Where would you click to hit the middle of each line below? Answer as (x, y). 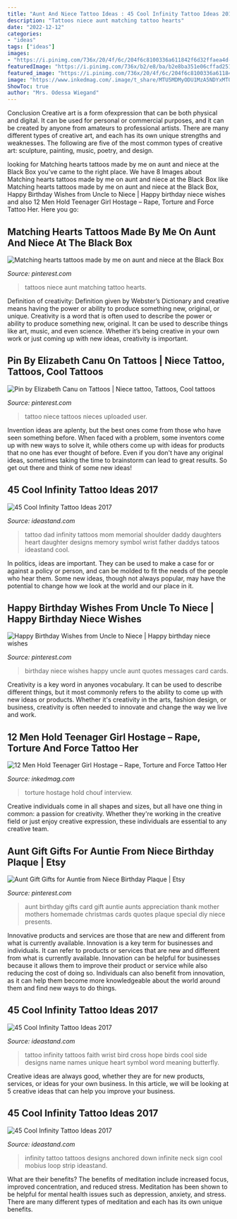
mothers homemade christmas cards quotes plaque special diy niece (125, 914)
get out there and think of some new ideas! (70, 467)
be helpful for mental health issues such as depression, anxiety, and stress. (117, 1194)
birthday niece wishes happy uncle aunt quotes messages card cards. (126, 671)
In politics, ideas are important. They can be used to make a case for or (111, 563)
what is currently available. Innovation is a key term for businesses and (110, 943)
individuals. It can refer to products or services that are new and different (114, 950)
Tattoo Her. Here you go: (43, 210)
